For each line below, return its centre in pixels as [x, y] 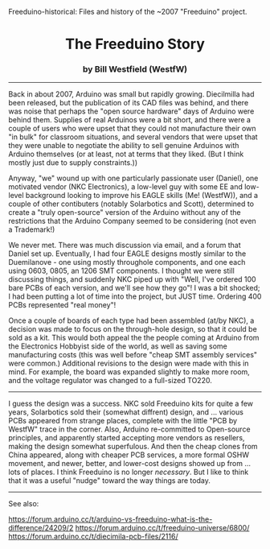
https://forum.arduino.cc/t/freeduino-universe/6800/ [162, 528]
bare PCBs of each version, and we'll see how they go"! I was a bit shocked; [134, 288]
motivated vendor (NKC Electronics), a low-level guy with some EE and [125, 187]
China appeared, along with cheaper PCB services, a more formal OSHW [129, 455]
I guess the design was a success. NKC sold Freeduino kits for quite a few [131, 404]
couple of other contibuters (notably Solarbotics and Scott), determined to [131, 204]
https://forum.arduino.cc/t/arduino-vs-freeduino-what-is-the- [110, 519]
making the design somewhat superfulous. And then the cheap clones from [133, 447]
